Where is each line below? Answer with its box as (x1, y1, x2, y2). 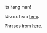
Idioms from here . (4, 14, 40, 19)
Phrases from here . (4, 23, 43, 29)
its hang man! (4, 4, 32, 10)
